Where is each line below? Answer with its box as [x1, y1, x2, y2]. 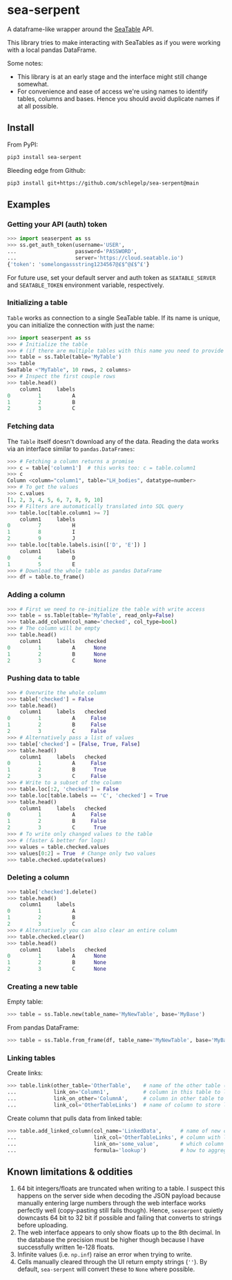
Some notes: [7, 59, 43, 67]
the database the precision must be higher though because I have [17, 1236, 205, 1244]
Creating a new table [7, 981, 78, 991]
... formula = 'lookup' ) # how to [7, 1147, 206, 1153]
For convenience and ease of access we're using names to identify [17, 87, 209, 95]
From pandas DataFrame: [7, 1023, 79, 1032]
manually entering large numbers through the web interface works [17, 1199, 206, 1207]
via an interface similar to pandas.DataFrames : [7, 445, 135, 453]
